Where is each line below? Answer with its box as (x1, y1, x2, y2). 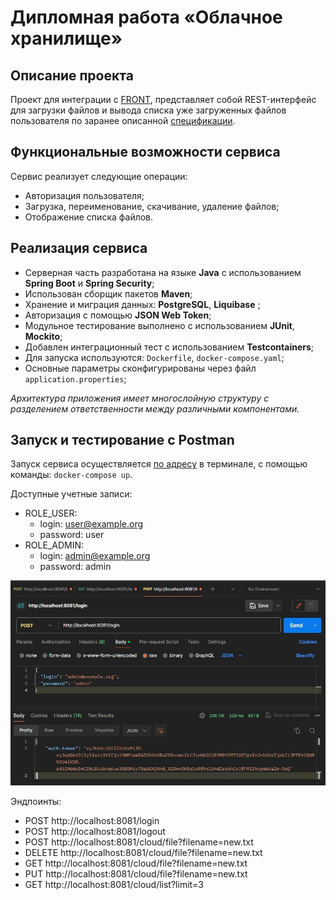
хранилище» (10, 27, 123, 50)
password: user (39, 529, 105, 541)
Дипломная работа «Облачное (10, 6, 283, 29)
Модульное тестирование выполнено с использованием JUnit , (24, 319, 295, 331)
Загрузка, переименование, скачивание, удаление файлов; (24, 200, 280, 212)
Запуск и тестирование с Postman (10, 432, 235, 449)
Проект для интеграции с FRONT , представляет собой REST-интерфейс (10, 94, 317, 105)
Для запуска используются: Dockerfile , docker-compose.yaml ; (24, 351, 285, 363)
